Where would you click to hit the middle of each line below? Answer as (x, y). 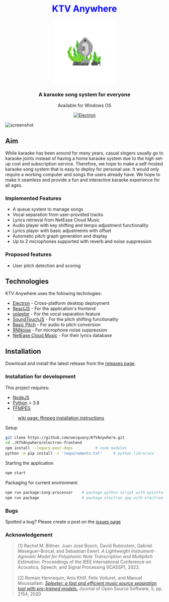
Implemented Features (33, 198)
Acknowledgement (29, 534)
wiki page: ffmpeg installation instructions (61, 418)
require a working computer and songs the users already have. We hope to (83, 175)
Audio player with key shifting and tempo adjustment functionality (80, 226)
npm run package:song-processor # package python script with (75, 492)
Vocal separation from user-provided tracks (58, 214)
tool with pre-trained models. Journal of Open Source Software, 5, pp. (90, 589)
